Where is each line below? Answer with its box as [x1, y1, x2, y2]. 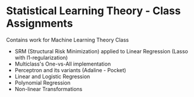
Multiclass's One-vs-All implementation [14, 60, 111, 67]
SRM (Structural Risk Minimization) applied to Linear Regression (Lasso [14, 47, 188, 54]
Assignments [6, 17, 73, 30]
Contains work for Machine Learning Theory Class [6, 36, 129, 43]
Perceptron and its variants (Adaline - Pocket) [14, 66, 127, 73]
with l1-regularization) [14, 54, 68, 61]
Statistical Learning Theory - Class [6, 4, 181, 18]
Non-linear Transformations [14, 85, 83, 92]
